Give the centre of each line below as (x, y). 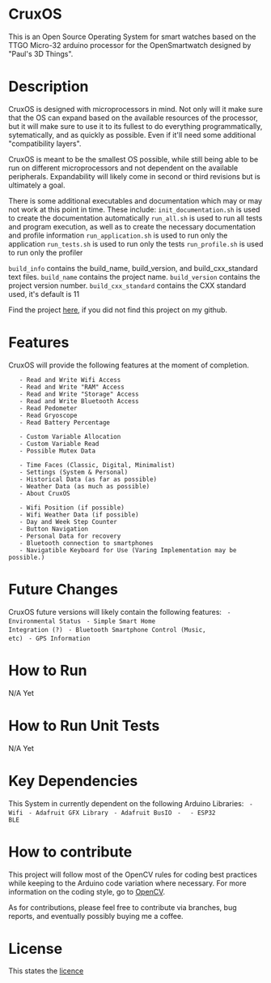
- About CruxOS (44, 493)
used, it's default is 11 (44, 294)
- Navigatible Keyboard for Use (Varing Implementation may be (128, 550)
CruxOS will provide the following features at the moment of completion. (129, 365)
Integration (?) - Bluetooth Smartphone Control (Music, (107, 629)
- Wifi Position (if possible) (72, 508)
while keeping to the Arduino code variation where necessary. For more (127, 883)
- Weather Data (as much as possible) (85, 486)
